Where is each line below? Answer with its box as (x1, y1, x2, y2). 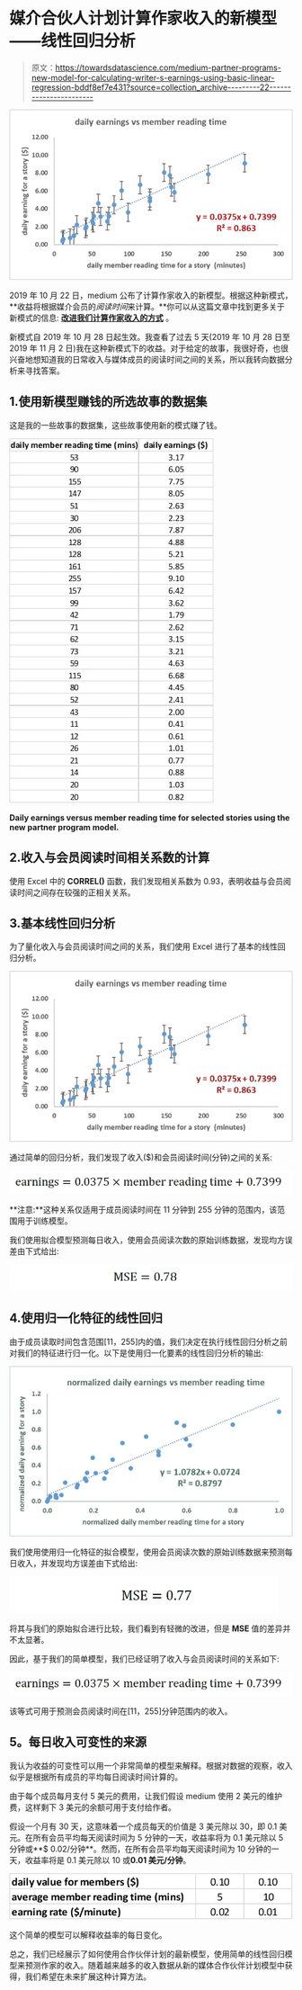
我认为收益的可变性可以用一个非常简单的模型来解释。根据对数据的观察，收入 (9, 1760, 293, 1770)
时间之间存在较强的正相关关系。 (16, 887, 136, 898)
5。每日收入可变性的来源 (9, 1735, 147, 1750)
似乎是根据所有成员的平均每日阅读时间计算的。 (9, 1771, 182, 1782)
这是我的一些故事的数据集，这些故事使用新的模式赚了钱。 (9, 419, 222, 430)
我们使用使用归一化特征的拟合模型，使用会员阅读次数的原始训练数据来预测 (9, 1546, 285, 1557)
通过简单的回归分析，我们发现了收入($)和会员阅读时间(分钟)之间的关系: (9, 1152, 272, 1162)
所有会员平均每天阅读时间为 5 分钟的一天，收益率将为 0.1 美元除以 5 (32, 1832, 284, 1842)
